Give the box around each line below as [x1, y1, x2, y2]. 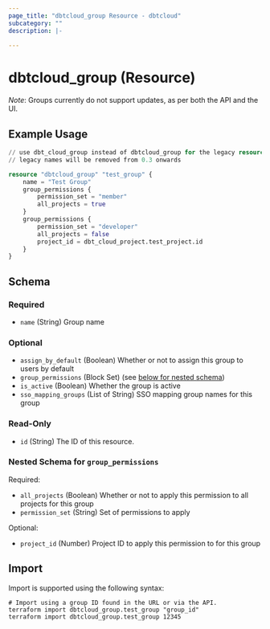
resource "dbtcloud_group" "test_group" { [8, 170, 153, 178]
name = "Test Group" [22, 178, 92, 186]
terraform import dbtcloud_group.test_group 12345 [8, 612, 182, 621]
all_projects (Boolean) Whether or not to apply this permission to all [19, 490, 249, 500]
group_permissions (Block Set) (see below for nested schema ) [19, 373, 225, 382]
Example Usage [8, 127, 88, 141]
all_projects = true [37, 200, 106, 209]
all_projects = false [37, 230, 110, 238]
